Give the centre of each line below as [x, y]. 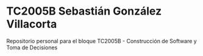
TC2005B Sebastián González [84, 11]
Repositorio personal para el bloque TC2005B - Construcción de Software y [101, 41]
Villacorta [32, 24]
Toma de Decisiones [32, 47]
